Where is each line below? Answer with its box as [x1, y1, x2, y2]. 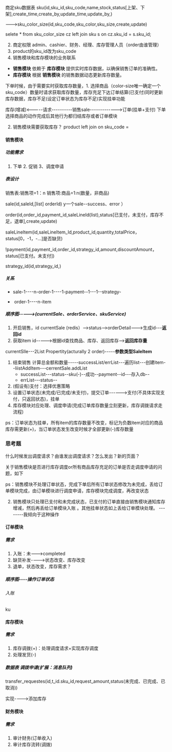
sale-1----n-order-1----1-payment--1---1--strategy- [12, 288, 121, 295]
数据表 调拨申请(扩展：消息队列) [5, 664, 73, 671]
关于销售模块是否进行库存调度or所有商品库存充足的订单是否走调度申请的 [5, 464, 158, 470]
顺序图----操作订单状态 [5, 576, 55, 582]
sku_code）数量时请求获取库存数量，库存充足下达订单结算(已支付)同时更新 [5, 89, 163, 95]
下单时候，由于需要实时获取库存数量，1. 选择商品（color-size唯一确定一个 [5, 83, 161, 89]
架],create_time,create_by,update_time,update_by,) [5, 11, 113, 17]
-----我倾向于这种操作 [12, 511, 59, 517]
